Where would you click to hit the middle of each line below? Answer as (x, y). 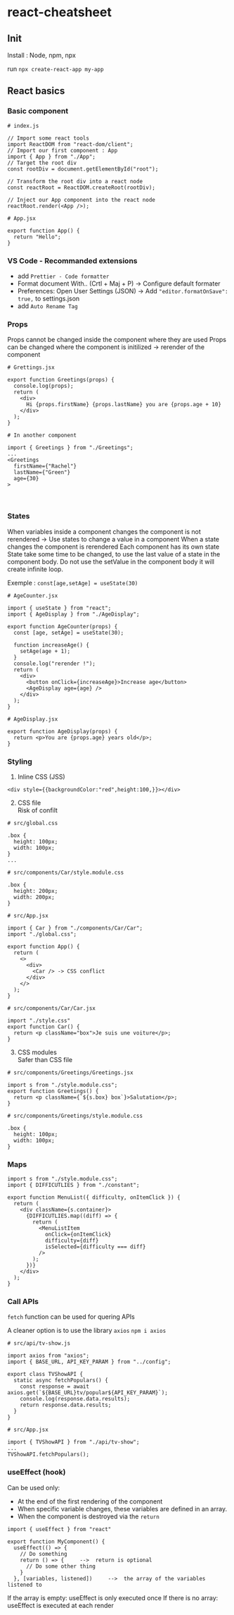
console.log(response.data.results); (75, 1399)
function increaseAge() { (52, 645)
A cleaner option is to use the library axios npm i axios (87, 1331)
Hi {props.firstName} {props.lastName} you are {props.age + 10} (123, 405)
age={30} (26, 479)
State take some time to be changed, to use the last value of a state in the (114, 554)
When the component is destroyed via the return (88, 1516)
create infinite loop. (35, 569)
